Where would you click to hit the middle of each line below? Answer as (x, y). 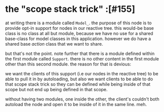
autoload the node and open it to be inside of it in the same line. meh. (76, 104)
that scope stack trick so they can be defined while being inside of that (78, 84)
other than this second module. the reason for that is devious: (68, 64)
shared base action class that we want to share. (54, 44)
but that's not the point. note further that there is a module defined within (80, 54)
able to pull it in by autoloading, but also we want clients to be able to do (79, 79)
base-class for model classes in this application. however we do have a (78, 39)
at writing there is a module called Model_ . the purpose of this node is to (79, 23)
